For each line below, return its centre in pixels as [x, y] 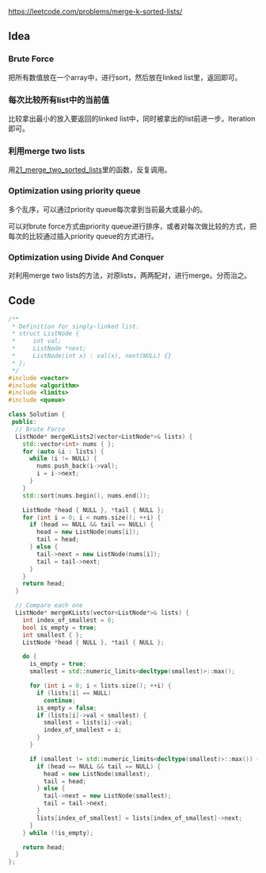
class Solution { [37, 415]
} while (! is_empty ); [58, 833]
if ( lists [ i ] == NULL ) [74, 693]
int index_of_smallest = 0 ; [68, 620]
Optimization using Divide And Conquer [86, 257]
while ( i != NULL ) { [63, 459]
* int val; [36, 341]
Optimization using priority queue [74, 191]
